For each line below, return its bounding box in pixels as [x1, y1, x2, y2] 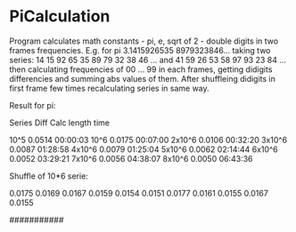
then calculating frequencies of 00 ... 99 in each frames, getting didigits [9, 64, 273, 75]
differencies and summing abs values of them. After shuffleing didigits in [9, 73, 276, 84]
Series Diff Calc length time [9, 117, 110, 128]
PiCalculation [9, 6, 111, 27]
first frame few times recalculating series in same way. [9, 83, 210, 93]
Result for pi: [9, 100, 56, 110]
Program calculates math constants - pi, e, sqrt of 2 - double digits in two [9, 36, 279, 46]
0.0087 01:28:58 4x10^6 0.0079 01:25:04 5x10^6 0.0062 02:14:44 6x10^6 [9, 144, 278, 155]
